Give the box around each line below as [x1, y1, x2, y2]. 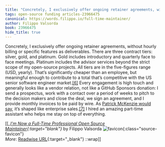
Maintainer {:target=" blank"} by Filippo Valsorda [5, 126, 102, 131]
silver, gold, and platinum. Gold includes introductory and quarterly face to [5, 54, 156, 59]
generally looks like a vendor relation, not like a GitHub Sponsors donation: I [5, 85, 159, 91]
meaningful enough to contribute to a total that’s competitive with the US [5, 74, 152, 80]
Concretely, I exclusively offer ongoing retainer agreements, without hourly [5, 44, 157, 49]
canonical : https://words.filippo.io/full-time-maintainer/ [5, 16, 131, 21]
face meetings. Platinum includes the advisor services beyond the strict [5, 59, 150, 65]
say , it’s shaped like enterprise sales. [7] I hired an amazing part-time [5, 106, 143, 112]
